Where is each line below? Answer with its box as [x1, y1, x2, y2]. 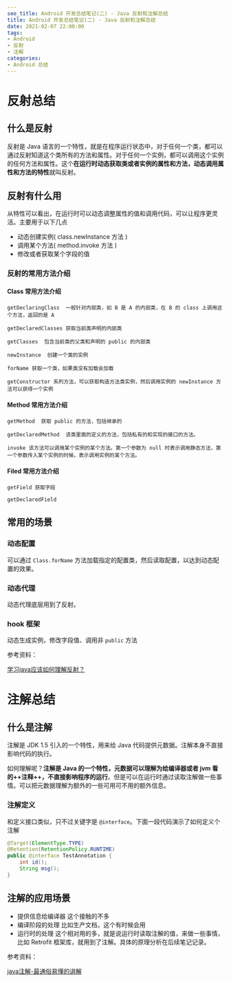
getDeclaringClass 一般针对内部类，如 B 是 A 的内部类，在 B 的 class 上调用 [7, 304, 218, 311]
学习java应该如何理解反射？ [7, 665, 85, 674]
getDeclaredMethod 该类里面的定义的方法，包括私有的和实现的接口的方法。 [7, 431, 199, 438]
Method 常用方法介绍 [7, 401, 67, 409]
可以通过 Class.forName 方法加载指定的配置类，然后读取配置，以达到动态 [7, 555, 213, 564]
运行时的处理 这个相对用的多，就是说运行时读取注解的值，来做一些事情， [16, 929, 224, 937]
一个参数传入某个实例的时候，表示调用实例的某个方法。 [7, 451, 141, 458]
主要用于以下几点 [19, 218, 67, 226]
